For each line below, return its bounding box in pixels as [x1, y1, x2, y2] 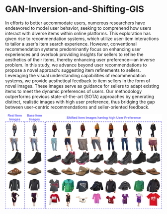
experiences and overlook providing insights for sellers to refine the [5, 51, 144, 57]
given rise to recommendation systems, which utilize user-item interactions [5, 36, 159, 42]
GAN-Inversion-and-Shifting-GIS [5, 3, 144, 15]
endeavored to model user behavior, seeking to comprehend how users [5, 25, 152, 31]
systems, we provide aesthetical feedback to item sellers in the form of [5, 78, 151, 84]
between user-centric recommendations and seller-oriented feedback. [5, 104, 150, 110]
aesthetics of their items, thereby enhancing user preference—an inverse [5, 56, 155, 62]
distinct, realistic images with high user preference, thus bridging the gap [5, 99, 155, 105]
